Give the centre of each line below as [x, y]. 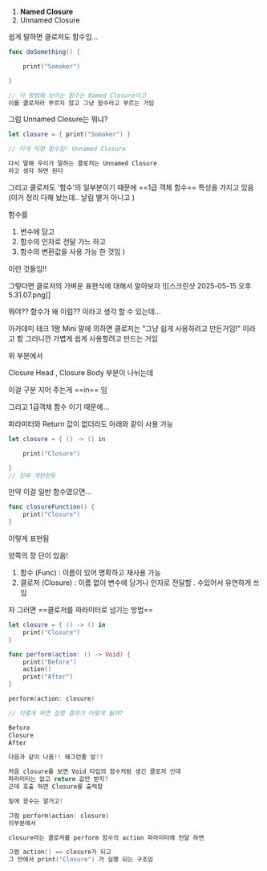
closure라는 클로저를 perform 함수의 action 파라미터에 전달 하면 [106, 838]
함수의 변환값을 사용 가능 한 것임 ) [73, 251]
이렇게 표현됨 [29, 538]
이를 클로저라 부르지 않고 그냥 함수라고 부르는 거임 [81, 103]
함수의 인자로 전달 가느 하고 [63, 241]
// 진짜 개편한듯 [32, 476]
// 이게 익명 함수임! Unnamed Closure [67, 149]
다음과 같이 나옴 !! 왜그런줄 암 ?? [56, 757]
